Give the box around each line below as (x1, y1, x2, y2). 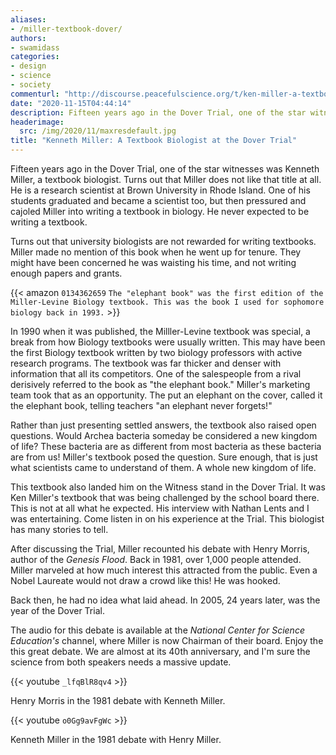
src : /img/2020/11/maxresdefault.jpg (19, 126, 177, 136)
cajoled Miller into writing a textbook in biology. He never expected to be (10, 206, 310, 217)
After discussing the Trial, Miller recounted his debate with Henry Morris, (10, 543, 310, 555)
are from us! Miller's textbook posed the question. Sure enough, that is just (10, 451, 318, 463)
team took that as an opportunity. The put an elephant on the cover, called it (10, 389, 323, 401)
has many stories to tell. (10, 524, 109, 535)
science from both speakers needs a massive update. (10, 656, 232, 668)
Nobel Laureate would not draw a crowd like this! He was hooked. (10, 575, 281, 586)
